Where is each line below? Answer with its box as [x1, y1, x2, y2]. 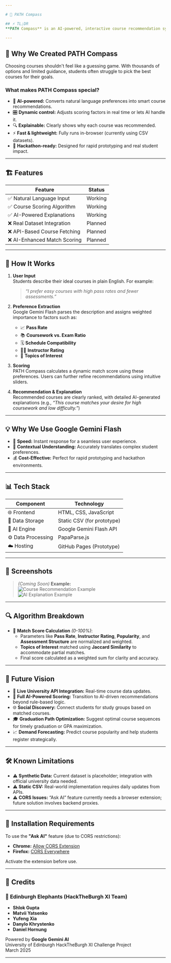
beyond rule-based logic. [12, 699, 66, 705]
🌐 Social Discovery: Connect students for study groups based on [12, 704, 151, 710]
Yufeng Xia [12, 915, 37, 922]
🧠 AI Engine [8, 525, 36, 532]
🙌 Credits [5, 878, 36, 887]
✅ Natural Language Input [8, 195, 70, 202]
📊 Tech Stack [5, 483, 50, 491]
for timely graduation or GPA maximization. [12, 723, 103, 729]
